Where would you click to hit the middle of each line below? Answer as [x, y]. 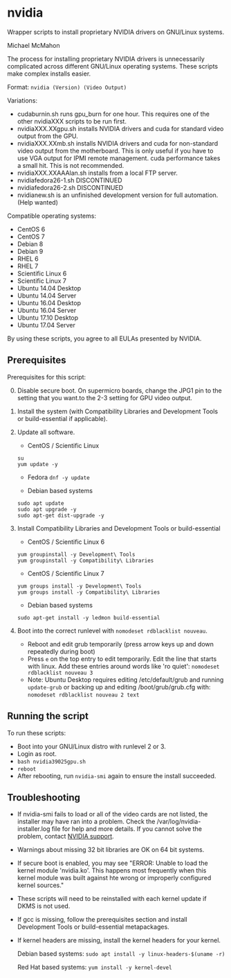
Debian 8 [30, 243]
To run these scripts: [37, 732]
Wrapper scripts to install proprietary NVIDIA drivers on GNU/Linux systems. [116, 32]
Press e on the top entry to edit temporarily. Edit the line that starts [122, 659]
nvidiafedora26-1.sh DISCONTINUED [70, 180]
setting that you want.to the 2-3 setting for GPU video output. [104, 397]
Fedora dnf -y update [58, 477]
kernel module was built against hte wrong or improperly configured [114, 878]
